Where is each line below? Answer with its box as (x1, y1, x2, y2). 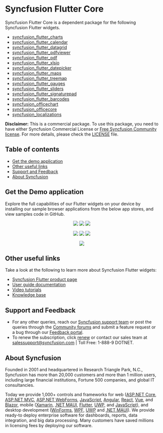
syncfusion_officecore (12, 106, 57, 112)
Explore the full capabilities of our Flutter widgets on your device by (5, 201, 141, 207)
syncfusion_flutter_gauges (12, 80, 66, 86)
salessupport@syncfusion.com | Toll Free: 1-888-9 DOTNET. (12, 340, 134, 346)
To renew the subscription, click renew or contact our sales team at (12, 334, 147, 341)
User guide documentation (12, 282, 66, 288)
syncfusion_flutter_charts (12, 34, 63, 40)
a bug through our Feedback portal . (12, 329, 84, 335)
